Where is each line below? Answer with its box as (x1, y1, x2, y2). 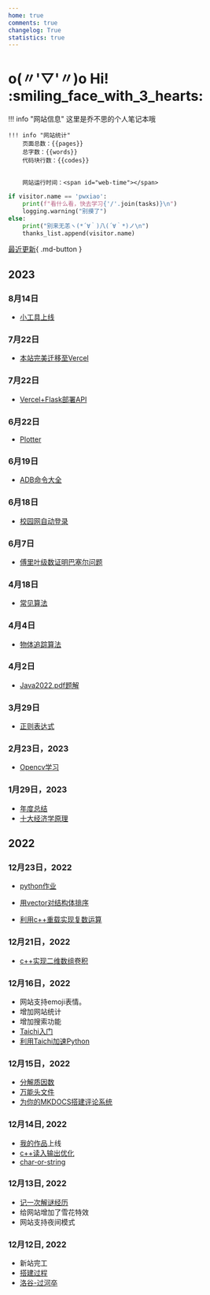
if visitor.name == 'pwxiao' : (8, 192, 108, 201)
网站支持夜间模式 (19, 1217, 76, 1226)
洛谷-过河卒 (19, 1278, 58, 1288)
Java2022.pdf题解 (19, 680, 79, 690)
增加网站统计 (19, 1006, 61, 1016)
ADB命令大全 (19, 475, 62, 485)
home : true (8, 11, 44, 20)
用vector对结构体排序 (19, 898, 89, 908)
